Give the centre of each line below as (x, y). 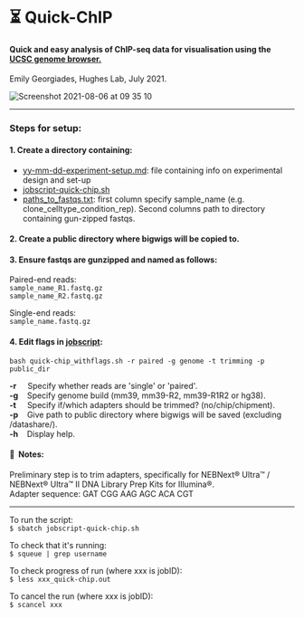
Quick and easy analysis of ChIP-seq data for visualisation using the (140, 49)
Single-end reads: (43, 313)
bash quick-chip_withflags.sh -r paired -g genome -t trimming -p (137, 361)
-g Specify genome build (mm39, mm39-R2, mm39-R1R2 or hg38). (138, 395)
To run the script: (42, 519)
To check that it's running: (58, 545)
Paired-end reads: (43, 280)
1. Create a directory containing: (71, 149)
